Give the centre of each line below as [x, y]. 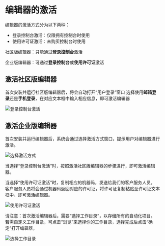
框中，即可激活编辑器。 [29, 195]
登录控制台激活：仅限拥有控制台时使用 [51, 35]
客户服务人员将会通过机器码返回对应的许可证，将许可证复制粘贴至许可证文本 [82, 188]
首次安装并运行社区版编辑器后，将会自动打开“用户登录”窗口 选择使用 [74, 92]
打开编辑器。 [25, 228]
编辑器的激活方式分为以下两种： [37, 25]
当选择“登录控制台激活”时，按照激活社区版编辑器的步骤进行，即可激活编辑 [80, 166]
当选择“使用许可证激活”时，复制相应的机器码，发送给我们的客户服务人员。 [80, 182]
